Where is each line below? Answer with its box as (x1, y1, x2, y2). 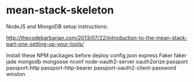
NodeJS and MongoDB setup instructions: (6, 23, 108, 30)
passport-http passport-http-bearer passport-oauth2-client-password (6, 64, 176, 71)
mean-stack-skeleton (6, 4, 114, 17)
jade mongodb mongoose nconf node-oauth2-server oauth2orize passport (6, 58, 188, 65)
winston (6, 70, 25, 77)
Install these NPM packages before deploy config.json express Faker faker (6, 52, 187, 59)
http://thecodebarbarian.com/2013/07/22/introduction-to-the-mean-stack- (6, 34, 188, 41)
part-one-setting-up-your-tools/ (6, 40, 84, 47)
